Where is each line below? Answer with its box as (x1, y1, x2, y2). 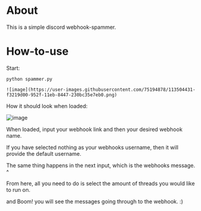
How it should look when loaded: (6, 102, 88, 109)
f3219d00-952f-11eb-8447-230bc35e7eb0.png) (6, 91, 118, 98)
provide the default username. (6, 150, 81, 157)
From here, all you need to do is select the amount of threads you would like (6, 180, 195, 187)
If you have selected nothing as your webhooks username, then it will (6, 144, 179, 151)
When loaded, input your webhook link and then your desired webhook (6, 126, 183, 133)
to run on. (6, 186, 31, 193)
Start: (6, 64, 20, 72)
